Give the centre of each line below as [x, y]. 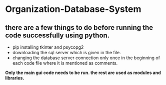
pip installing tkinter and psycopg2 [48, 47]
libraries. [15, 78]
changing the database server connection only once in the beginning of [86, 58]
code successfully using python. [57, 35]
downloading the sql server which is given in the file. [66, 52]
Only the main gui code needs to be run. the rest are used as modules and [83, 73]
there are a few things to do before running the [79, 28]
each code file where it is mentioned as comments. [65, 63]
